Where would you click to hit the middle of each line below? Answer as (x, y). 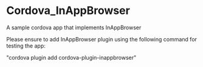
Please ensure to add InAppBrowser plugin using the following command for (102, 39)
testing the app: (26, 46)
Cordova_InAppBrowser (68, 11)
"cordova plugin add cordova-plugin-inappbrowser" (71, 57)
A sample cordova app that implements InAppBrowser (74, 27)
